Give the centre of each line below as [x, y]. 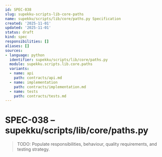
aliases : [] [17, 46]
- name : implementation [33, 82]
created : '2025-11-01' [28, 23]
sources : [14, 50]
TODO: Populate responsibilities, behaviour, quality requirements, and [87, 144]
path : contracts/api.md [38, 78]
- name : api [22, 73]
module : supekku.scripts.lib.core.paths [51, 64]
